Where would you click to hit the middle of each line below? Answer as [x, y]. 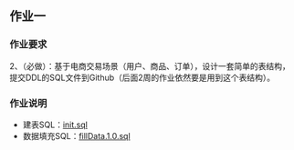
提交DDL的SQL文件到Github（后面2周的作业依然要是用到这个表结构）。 [142, 77]
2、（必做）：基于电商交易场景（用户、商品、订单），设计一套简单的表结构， [150, 65]
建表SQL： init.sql [55, 125]
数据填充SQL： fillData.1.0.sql [76, 135]
